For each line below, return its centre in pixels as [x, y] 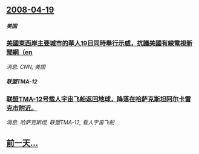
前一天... [22, 143]
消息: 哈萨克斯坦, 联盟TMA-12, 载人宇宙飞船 [60, 123]
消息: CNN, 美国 [26, 66]
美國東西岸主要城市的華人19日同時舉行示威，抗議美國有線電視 [96, 43]
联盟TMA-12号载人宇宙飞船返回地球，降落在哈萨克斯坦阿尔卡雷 [99, 99]
